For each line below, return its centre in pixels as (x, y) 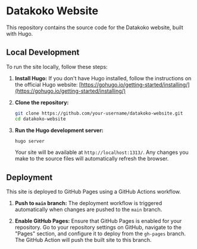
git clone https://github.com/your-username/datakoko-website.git (99, 113)
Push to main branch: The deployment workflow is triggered (88, 203)
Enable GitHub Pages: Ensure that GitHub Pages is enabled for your (98, 221)
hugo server (29, 141)
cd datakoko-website (40, 119)
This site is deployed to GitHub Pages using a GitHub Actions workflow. (94, 192)
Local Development (43, 53)
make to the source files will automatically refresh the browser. (92, 159)
